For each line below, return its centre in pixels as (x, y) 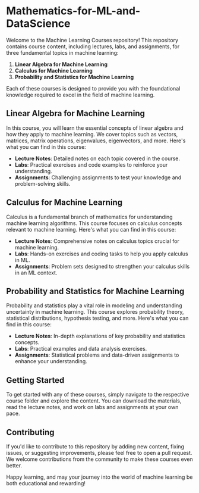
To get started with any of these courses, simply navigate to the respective (98, 395)
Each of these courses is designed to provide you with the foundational (93, 88)
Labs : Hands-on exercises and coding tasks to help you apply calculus (101, 254)
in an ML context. (36, 273)
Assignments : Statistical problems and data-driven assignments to (97, 355)
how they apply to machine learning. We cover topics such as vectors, (92, 134)
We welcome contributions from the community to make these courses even (99, 459)
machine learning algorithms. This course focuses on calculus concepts (94, 223)
